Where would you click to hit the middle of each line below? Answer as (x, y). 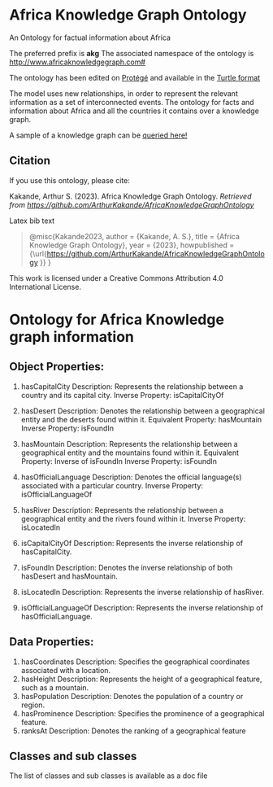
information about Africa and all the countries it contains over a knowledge (134, 111)
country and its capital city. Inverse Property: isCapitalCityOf (122, 395)
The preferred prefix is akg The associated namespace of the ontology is (132, 53)
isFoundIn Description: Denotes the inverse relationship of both (127, 567)
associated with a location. (66, 670)
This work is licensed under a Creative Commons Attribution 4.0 (117, 278)
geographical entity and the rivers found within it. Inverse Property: (133, 518)
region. (33, 705)
